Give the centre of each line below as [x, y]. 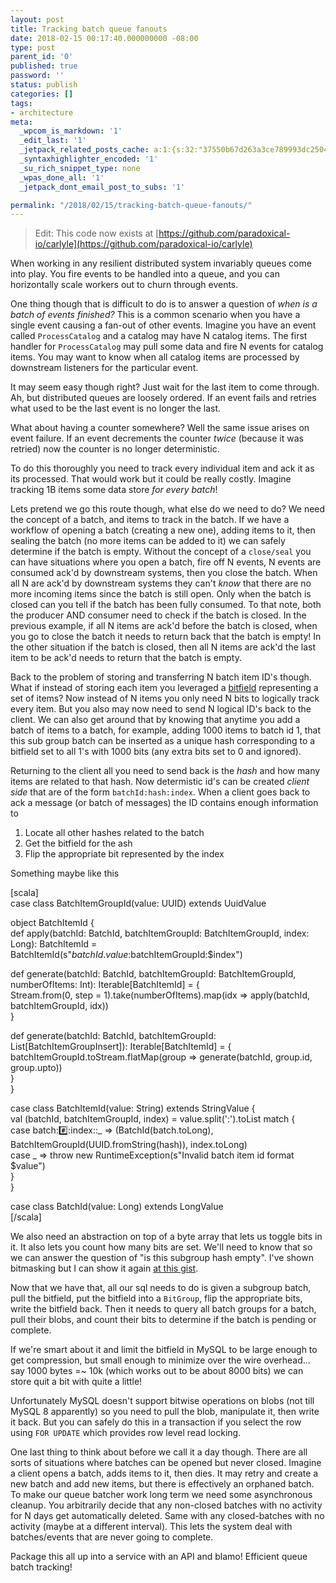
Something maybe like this [65, 873]
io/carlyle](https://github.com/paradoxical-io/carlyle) [143, 244]
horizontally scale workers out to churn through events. [124, 285]
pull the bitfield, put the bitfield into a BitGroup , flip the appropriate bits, [156, 1298]
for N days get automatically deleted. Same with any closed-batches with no [167, 1516]
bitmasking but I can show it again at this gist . [104, 1268]
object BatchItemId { [52, 923]
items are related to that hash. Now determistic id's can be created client [160, 782]
